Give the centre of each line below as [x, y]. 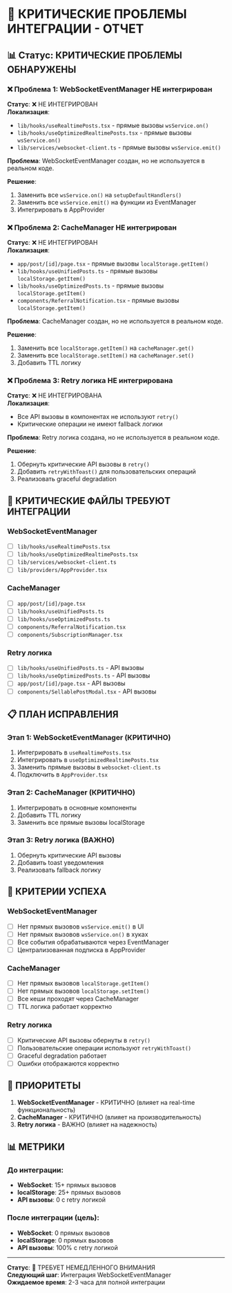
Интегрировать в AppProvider [61, 210]
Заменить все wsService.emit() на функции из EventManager [107, 202]
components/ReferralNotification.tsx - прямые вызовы [98, 301]
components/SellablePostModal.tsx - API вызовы [87, 691]
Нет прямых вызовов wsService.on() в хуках [83, 934]
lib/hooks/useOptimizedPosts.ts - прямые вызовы [90, 286]
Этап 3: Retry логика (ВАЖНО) [61, 840]
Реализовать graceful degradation [67, 479]
